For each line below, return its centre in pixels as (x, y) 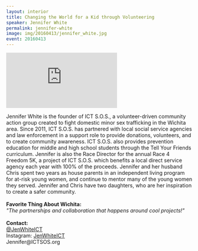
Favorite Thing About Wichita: (44, 204)
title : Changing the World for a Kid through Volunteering (80, 17)
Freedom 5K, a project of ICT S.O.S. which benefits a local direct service (94, 160)
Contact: (17, 223)
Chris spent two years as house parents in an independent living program (95, 173)
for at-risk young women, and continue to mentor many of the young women (99, 179)
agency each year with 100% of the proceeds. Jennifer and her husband (95, 167)
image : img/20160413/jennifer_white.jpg (57, 34)
